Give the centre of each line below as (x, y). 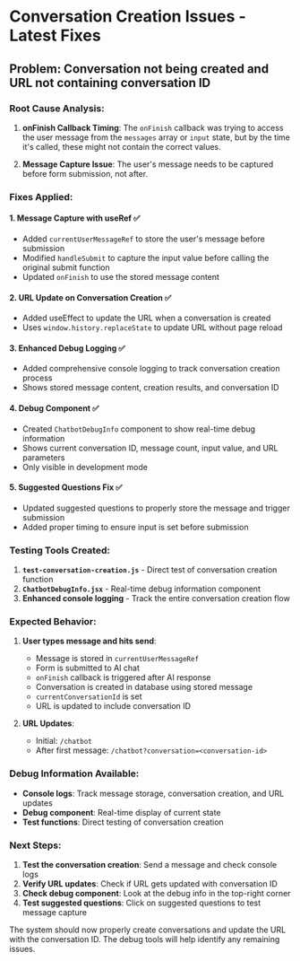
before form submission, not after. (85, 173)
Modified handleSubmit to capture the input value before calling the (146, 258)
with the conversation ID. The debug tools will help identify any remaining (145, 939)
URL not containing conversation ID (110, 83)
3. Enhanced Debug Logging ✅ (67, 348)
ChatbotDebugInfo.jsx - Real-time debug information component (141, 589)
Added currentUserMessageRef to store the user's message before (144, 239)
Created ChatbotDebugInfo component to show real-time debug (139, 429)
